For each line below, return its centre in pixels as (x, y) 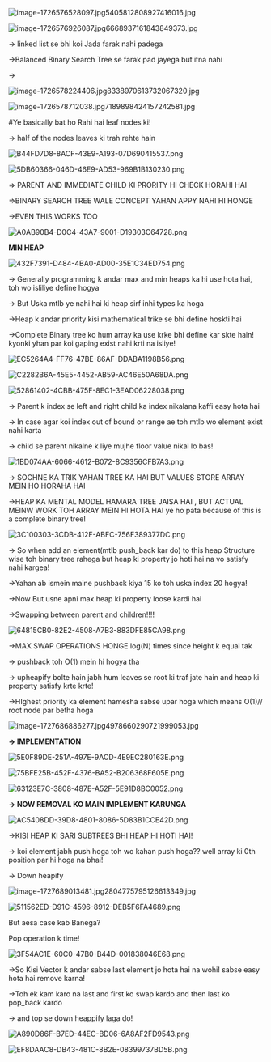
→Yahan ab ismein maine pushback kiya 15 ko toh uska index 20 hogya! (128, 583)
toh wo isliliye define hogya (54, 288)
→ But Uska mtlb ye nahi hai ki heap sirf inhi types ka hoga (106, 303)
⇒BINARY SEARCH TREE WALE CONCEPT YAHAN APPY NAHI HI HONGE (131, 201)
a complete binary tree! (47, 519)
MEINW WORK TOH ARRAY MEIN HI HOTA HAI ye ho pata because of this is (135, 510)
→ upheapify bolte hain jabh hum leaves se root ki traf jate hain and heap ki (134, 677)
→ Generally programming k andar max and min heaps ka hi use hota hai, (131, 279)
